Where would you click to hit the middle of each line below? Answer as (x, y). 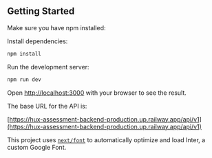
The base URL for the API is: (47, 106)
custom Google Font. (37, 147)
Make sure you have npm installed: (56, 27)
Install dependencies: (38, 41)
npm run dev (24, 79)
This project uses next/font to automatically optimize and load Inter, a (106, 139)
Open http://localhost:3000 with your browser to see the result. (97, 93)
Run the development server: (48, 67)
